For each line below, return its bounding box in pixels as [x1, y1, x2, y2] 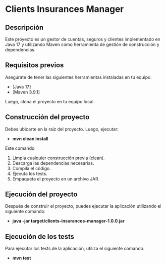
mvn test [12, 255, 31, 261]
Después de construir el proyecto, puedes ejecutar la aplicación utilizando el [5, 203, 162, 209]
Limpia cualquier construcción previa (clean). [12, 155, 105, 161]
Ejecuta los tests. [12, 171, 48, 177]
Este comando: [5, 145, 36, 151]
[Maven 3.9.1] [12, 89, 40, 95]
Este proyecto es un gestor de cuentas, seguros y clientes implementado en [5, 36, 161, 42]
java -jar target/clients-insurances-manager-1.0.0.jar [12, 218, 125, 224]
